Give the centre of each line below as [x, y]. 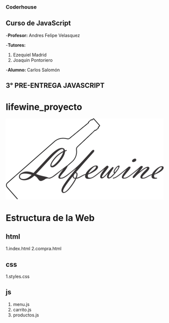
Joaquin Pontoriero [33, 60]
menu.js [21, 304]
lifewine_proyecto [44, 107]
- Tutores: [16, 45]
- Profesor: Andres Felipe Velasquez [43, 35]
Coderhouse [21, 7]
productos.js [26, 315]
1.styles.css [18, 276]
